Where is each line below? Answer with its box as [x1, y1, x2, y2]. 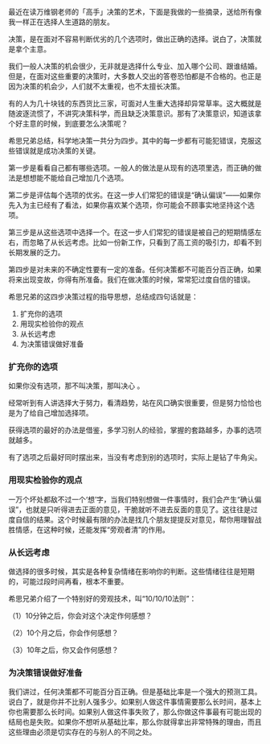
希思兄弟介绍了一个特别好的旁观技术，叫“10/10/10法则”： [8, 593, 197, 603]
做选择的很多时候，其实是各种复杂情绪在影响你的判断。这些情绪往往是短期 [8, 566, 255, 576]
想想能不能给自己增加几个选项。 [22, 173, 129, 183]
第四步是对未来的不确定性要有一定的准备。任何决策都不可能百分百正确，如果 [8, 265, 262, 274]
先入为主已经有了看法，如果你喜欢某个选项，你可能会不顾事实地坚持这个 [8, 200, 247, 209]
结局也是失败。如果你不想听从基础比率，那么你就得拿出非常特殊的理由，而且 [8, 717, 262, 727]
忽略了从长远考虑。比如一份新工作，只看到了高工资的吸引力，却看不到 [29, 238, 262, 247]
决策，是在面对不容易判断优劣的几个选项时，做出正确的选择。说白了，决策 [8, 35, 255, 43]
